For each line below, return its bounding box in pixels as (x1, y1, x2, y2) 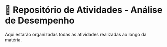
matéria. (5, 37, 22, 43)
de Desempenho (5, 15, 75, 26)
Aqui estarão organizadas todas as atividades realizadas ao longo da (5, 31, 147, 37)
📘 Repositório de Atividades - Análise (5, 4, 163, 16)
